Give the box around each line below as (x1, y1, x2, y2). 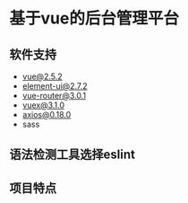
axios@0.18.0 (21, 110, 72, 119)
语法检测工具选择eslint (9, 147, 136, 163)
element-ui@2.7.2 (21, 81, 88, 91)
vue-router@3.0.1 (21, 91, 87, 101)
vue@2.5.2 (21, 71, 63, 82)
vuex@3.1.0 (21, 100, 65, 110)
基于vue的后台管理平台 (9, 8, 179, 29)
